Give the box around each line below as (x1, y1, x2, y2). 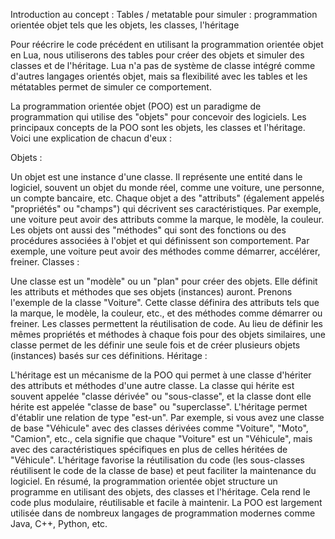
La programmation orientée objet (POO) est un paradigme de (10, 100, 262, 112)
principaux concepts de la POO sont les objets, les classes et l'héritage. (10, 122, 306, 133)
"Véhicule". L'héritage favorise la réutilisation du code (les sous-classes (10, 454, 305, 466)
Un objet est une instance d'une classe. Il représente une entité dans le (10, 171, 303, 183)
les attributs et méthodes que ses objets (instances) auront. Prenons (10, 286, 293, 298)
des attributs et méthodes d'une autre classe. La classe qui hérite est (10, 380, 295, 391)
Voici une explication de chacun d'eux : (10, 132, 173, 144)
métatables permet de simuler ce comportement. (10, 81, 212, 93)
